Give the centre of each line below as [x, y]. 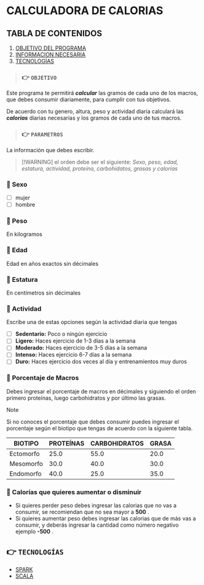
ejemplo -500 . [34, 532]
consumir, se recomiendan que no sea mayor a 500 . [82, 512]
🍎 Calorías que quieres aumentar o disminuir [74, 492]
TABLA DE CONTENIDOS [54, 33]
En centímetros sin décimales [44, 293]
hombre [25, 204]
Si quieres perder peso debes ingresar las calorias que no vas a [96, 506]
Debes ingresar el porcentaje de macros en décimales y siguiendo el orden [101, 391]
